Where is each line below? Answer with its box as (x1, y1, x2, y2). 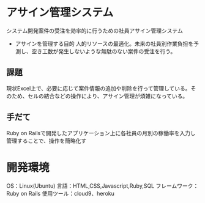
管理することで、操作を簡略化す (6, 137, 87, 144)
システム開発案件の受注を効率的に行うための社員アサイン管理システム (6, 27, 184, 34)
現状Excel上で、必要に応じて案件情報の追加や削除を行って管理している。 (6, 84, 191, 92)
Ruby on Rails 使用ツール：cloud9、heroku (6, 190, 115, 197)
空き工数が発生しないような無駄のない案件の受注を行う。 (31, 47, 176, 55)
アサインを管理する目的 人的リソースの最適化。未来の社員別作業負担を (15, 40, 194, 47)
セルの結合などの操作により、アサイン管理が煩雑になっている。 (27, 92, 188, 100)
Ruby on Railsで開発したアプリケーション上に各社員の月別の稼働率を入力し (6, 129, 196, 136)
